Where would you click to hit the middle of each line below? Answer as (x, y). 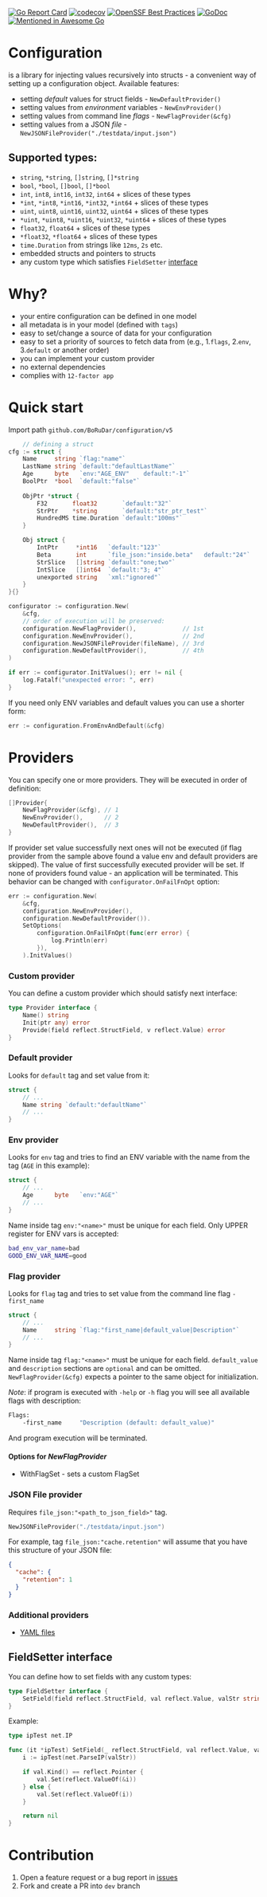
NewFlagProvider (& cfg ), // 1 (71, 810)
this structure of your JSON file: (60, 1550)
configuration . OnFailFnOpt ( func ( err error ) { (114, 933)
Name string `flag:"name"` (74, 459)
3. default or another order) (64, 350)
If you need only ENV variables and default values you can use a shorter (126, 702)
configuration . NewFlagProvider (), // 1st (113, 628)
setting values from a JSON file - (73, 124)
